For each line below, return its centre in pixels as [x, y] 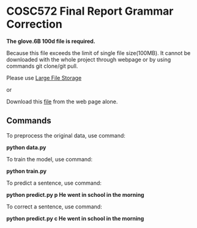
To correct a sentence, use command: [54, 207]
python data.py [26, 147]
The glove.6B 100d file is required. [51, 41]
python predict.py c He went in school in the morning [75, 218]
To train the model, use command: [50, 159]
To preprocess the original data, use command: [66, 135]
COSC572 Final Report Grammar [90, 11]
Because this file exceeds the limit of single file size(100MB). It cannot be [98, 53]
